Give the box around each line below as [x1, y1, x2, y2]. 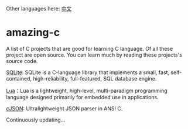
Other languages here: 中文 [6, 5, 72, 12]
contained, [6, 75, 32, 82]
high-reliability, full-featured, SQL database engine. [33, 75, 157, 82]
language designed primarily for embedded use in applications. [6, 93, 159, 100]
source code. [6, 57, 38, 64]
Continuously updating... [6, 116, 66, 123]
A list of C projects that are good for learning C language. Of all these [6, 45, 173, 52]
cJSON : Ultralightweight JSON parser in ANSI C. [6, 104, 123, 112]
